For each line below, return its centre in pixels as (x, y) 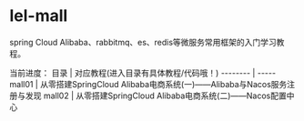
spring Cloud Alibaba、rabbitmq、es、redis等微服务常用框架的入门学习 (143, 42)
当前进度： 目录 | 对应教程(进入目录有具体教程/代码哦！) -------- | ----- (142, 73)
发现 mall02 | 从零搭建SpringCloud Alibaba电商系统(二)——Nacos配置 (156, 96)
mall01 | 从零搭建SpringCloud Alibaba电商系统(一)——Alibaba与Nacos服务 (148, 84)
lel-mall (39, 16)
